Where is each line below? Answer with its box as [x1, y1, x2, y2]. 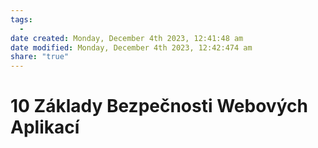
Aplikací [10, 116, 80, 139]
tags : [10, 14, 33, 25]
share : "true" [10, 52, 70, 62]
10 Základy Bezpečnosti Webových [10, 95, 308, 118]
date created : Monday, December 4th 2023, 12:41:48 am [10, 33, 244, 43]
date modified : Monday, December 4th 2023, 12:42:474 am [10, 42, 253, 53]
